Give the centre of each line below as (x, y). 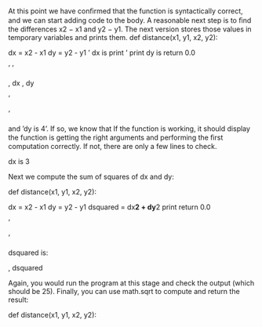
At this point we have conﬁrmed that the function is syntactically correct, (126, 11)
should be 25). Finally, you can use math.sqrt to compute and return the (124, 291)
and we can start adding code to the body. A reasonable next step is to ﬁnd (130, 20)
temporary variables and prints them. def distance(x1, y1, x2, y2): (113, 37)
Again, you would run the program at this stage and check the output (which (131, 283)
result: (18, 300)
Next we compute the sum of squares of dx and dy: (91, 176)
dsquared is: (28, 253)
